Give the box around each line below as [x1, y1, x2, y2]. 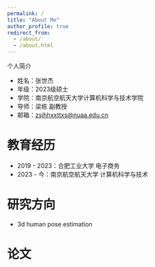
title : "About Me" [7, 17, 60, 23]
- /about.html [13, 42, 53, 49]
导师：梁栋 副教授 [16, 103, 67, 110]
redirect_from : [7, 29, 51, 36]
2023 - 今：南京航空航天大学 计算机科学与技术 [16, 170, 149, 178]
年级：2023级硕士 [16, 85, 69, 93]
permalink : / [7, 10, 45, 17]
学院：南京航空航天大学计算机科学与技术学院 [16, 94, 144, 102]
